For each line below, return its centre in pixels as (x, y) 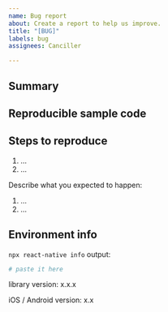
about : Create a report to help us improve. (85, 24)
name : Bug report (38, 16)
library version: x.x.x (43, 284)
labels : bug (28, 38)
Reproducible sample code (78, 113)
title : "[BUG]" (34, 31)
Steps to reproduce (58, 141)
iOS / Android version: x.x (51, 300)
